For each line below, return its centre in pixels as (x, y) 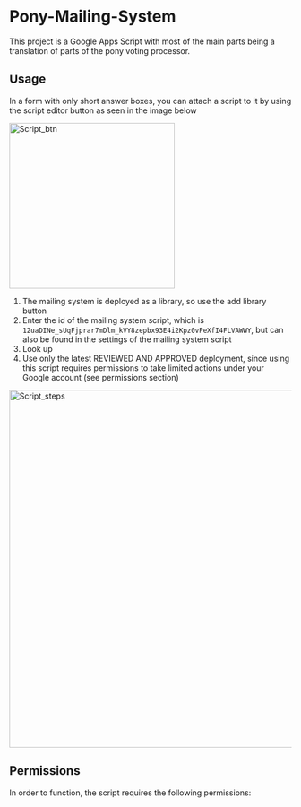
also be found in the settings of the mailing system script (127, 339)
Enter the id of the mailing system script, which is (113, 320)
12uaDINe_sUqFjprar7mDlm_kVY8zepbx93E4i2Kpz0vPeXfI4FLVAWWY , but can (153, 329)
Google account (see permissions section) (100, 377)
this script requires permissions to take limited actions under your (143, 368)
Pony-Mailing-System (93, 17)
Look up (37, 348)
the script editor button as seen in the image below (103, 110)
